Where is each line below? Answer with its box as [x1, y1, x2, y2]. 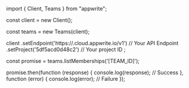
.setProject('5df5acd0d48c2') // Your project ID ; [6, 46, 126, 53]
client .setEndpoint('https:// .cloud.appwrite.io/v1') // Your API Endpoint [6, 40, 179, 46]
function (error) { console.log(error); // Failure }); [6, 76, 125, 82]
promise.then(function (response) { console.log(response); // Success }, [6, 69, 184, 76]
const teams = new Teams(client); [6, 28, 90, 35]
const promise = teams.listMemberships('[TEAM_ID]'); [6, 58, 140, 64]
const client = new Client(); [6, 17, 73, 23]
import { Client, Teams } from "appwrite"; [6, 5, 107, 12]
